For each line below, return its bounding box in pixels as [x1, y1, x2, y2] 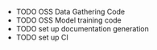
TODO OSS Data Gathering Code [15, 7, 126, 16]
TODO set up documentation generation [15, 24, 149, 33]
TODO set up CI [15, 32, 68, 42]
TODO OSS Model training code [15, 15, 122, 25]
